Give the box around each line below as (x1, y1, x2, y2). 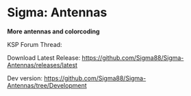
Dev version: (7, 74, 43, 82)
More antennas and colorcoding (7, 27, 101, 35)
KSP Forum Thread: (7, 40, 63, 48)
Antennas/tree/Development (7, 81, 87, 89)
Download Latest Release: (7, 53, 81, 62)
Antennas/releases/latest (7, 61, 77, 69)
